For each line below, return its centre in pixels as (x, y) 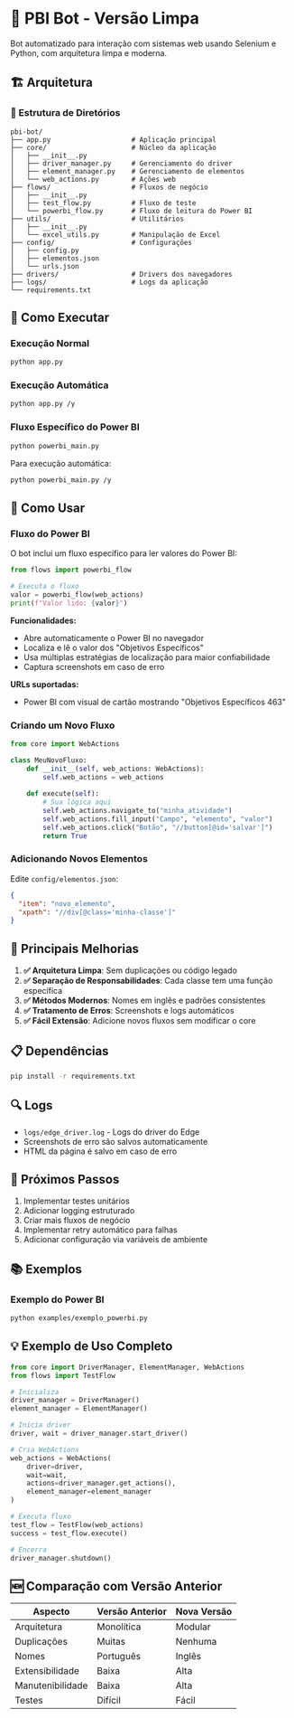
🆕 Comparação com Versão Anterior (116, 1586)
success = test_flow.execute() (69, 1533)
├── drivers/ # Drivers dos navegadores (121, 274)
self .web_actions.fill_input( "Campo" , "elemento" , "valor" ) (158, 819)
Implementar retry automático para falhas (101, 1230)
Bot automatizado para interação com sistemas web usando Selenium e (143, 43)
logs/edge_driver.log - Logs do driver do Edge (111, 1132)
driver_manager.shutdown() (61, 1558)
